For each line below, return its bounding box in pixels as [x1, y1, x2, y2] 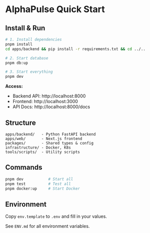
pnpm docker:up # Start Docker [5, 186, 80, 191]
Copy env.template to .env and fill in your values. [5, 213, 107, 219]
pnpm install [5, 41, 33, 46]
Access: [5, 83, 23, 89]
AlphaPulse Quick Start [5, 4, 105, 15]
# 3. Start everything [5, 69, 53, 74]
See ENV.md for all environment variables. [5, 223, 90, 229]
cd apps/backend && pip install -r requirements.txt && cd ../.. [5, 46, 145, 52]
